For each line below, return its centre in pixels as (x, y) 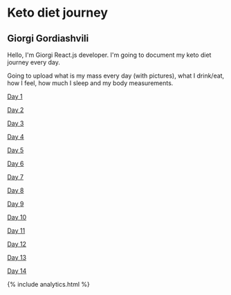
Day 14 (17, 271)
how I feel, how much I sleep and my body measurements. (90, 83)
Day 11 (16, 231)
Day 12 (17, 244)
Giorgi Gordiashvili (48, 38)
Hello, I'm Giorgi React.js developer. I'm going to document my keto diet (109, 55)
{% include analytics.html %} (48, 284)
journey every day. (34, 62)
